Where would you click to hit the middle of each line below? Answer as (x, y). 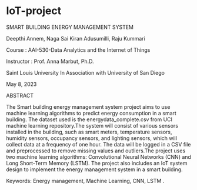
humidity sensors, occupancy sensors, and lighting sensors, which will (92, 138)
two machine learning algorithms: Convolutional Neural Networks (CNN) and (98, 156)
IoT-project (34, 11)
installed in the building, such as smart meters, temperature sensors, (89, 132)
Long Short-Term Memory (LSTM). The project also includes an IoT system (97, 163)
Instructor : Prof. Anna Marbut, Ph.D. (50, 61)
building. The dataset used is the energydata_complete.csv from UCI (89, 119)
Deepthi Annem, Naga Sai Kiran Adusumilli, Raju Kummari (76, 38)
